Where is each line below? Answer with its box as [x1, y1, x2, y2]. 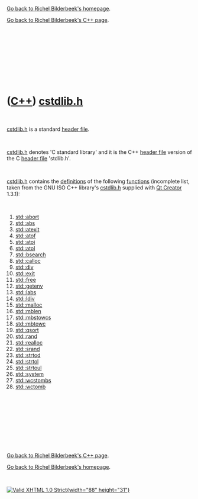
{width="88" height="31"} [66, 486, 130, 493]
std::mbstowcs [15, 314, 51, 321]
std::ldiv [15, 295, 35, 302]
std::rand [15, 333, 38, 340]
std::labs [15, 288, 37, 295]
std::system [15, 370, 44, 378]
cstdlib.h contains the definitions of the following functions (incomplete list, [7, 178, 190, 185]
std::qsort [15, 326, 39, 333]
